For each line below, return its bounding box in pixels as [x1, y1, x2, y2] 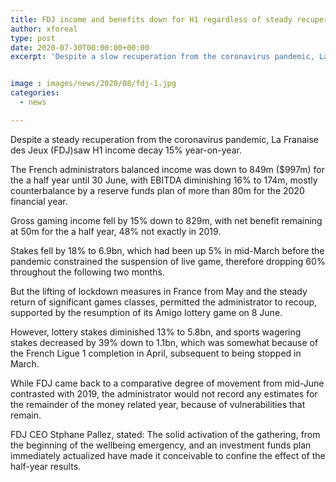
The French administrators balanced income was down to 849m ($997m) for [10, 163, 325, 175]
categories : [10, 88, 60, 98]
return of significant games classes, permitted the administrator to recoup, [10, 296, 318, 308]
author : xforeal [10, 24, 78, 34]
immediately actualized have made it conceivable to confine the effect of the [10, 449, 326, 461]
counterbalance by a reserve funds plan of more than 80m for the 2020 [10, 184, 305, 196]
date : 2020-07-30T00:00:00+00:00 [10, 42, 150, 53]
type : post [10, 33, 56, 43]
